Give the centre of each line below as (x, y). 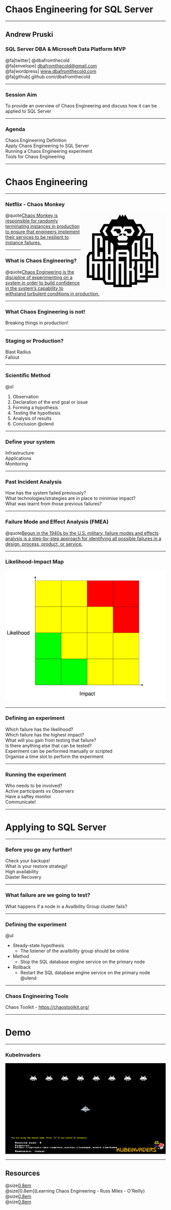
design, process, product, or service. (44, 544)
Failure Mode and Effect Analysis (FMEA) (57, 522)
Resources (23, 1173)
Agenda (15, 129)
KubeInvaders (23, 1055)
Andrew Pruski (29, 35)
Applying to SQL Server (56, 827)
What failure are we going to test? (48, 895)
